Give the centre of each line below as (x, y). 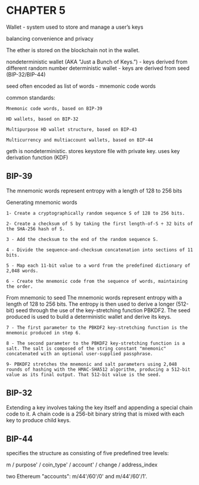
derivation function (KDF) (37, 157)
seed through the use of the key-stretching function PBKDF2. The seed (103, 310)
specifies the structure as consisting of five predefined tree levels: (88, 453)
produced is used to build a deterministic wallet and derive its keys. (89, 316)
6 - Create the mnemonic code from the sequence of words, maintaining (97, 281)
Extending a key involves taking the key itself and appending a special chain (99, 407)
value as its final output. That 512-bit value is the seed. (84, 374)
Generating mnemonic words (42, 202)
